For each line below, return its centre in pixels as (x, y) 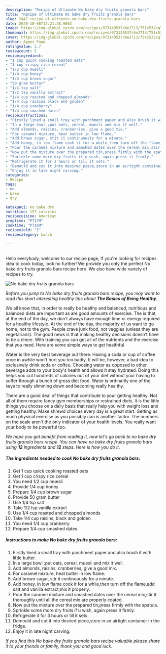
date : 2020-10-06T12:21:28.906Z (39, 23)
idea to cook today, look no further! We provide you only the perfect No (78, 263)
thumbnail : (17, 33)
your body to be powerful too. (36, 427)
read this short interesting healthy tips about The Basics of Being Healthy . (82, 298)
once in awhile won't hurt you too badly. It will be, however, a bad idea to (80, 359)
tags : (11, 184)
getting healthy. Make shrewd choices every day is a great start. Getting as (82, 411)
